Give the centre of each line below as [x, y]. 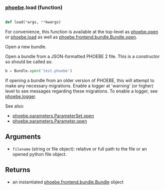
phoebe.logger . [21, 96]
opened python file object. [39, 154]
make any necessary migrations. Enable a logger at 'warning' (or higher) [79, 86]
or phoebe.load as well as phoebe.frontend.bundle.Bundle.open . [71, 37]
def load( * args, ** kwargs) [33, 22]
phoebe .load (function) [34, 7]
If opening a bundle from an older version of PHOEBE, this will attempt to [80, 80]
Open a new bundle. [26, 47]
